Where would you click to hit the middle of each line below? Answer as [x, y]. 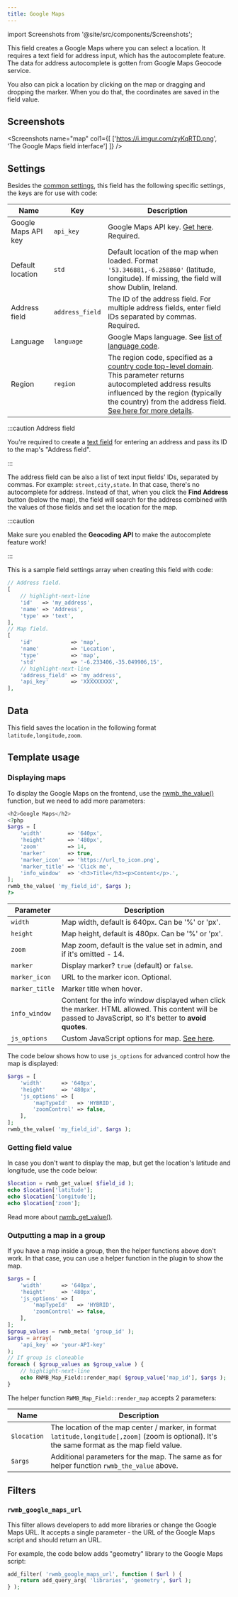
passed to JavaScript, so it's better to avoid [134, 1018]
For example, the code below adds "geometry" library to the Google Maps [115, 1553]
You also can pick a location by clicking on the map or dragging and [106, 84]
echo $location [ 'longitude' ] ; [52, 1197]
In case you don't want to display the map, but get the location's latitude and [119, 1163]
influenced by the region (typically [165, 393]
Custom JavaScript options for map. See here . [138, 1038]
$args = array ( [30, 1338]
